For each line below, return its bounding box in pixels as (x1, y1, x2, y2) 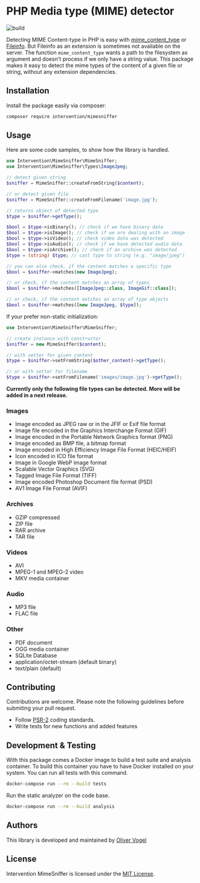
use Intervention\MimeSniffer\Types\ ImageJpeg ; (6, 163, 129, 170)
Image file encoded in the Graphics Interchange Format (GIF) (15, 427, 167, 434)
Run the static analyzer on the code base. (6, 792, 110, 799)
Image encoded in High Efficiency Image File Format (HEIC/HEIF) (15, 446, 177, 453)
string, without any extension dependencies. (6, 68, 117, 75)
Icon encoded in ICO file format (15, 453, 94, 460)
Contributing (6, 682, 56, 692)
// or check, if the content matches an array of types (6, 280, 150, 286)
